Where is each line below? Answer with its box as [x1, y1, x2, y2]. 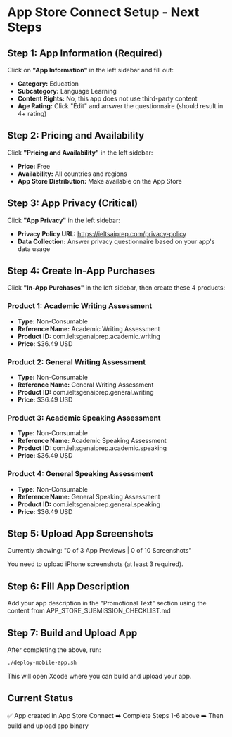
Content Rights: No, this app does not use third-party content [17, 94, 198, 103]
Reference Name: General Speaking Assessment [17, 492, 160, 501]
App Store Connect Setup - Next [7, 4, 200, 20]
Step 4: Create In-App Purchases [7, 265, 155, 277]
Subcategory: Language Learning [17, 87, 117, 95]
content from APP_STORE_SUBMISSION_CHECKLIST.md [7, 606, 171, 615]
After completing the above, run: [7, 646, 101, 654]
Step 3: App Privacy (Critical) [7, 198, 138, 210]
